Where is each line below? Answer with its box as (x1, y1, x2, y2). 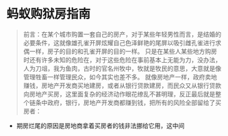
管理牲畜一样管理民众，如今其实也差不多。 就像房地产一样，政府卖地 (23, 72, 217, 81)
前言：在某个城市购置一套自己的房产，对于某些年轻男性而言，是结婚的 (23, 30, 222, 38)
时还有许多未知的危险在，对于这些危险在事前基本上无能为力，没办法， (23, 55, 222, 64)
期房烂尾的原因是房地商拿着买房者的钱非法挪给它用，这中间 (16, 121, 185, 130)
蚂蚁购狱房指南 (6, 6, 91, 22)
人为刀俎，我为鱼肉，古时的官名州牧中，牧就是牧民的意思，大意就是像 (23, 64, 222, 72)
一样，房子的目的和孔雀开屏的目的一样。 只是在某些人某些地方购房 (29, 47, 217, 55)
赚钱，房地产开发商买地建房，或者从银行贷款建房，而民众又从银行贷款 (23, 81, 222, 90)
